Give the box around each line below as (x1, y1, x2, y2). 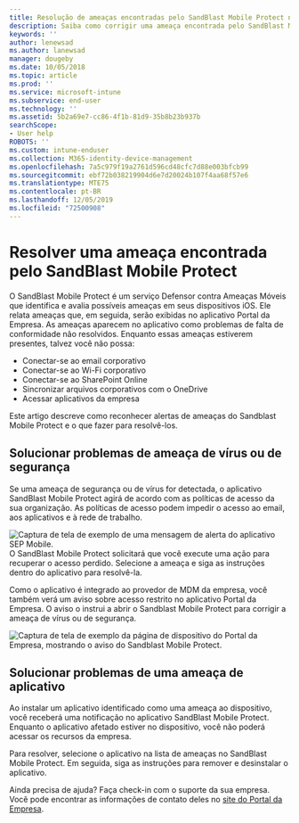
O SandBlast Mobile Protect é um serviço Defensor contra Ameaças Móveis (9, 291, 287, 301)
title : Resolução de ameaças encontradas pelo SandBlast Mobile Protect (9, 12, 285, 22)
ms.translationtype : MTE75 (9, 179, 109, 188)
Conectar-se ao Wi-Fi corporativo (21, 365, 147, 375)
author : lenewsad (9, 37, 74, 47)
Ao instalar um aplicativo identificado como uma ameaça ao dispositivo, (9, 703, 273, 713)
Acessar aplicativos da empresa (21, 393, 140, 404)
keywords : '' (9, 29, 58, 38)
